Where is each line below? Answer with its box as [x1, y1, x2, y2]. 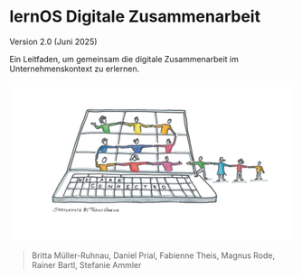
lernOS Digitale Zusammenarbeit [9, 6, 260, 27]
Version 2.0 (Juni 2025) [9, 36, 98, 47]
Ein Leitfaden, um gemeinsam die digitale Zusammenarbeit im [9, 53, 240, 64]
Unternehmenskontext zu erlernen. [9, 63, 140, 74]
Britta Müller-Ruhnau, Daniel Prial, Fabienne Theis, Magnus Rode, [31, 250, 276, 261]
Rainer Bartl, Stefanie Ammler [31, 260, 142, 271]
